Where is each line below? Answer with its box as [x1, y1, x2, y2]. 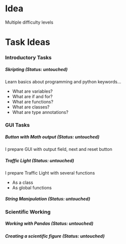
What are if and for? [12, 94, 53, 100]
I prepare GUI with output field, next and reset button [5, 146, 112, 152]
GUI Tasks [5, 121, 30, 128]
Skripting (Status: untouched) [5, 66, 68, 72]
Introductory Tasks [5, 54, 52, 61]
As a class [12, 179, 33, 185]
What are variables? [12, 88, 53, 94]
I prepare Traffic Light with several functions [5, 170, 95, 175]
